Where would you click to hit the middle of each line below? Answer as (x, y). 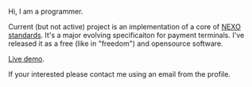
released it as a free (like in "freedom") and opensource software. (116, 43)
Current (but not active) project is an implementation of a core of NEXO (124, 26)
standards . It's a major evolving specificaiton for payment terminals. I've (126, 35)
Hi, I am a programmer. (46, 11)
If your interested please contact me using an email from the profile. (119, 74)
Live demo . (27, 59)
